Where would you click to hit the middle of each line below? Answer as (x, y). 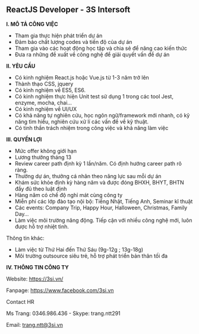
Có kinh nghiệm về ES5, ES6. (50, 90)
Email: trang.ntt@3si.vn (35, 325)
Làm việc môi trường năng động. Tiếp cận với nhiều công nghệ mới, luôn (103, 220)
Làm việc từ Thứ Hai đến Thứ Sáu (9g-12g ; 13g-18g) (79, 249)
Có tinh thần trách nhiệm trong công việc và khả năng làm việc (91, 128)
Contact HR (20, 301)
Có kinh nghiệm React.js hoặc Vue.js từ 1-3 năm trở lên (82, 77)
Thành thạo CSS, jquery (44, 84)
